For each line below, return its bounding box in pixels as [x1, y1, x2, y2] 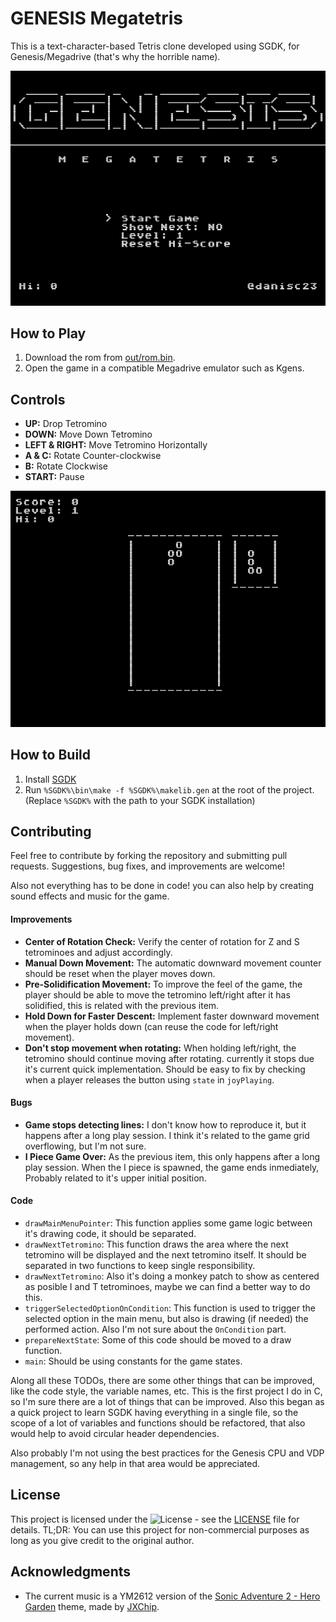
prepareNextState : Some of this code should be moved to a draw [24, 1334, 292, 1346]
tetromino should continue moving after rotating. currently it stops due [24, 1052, 315, 1064]
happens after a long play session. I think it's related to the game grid [24, 1129, 310, 1141]
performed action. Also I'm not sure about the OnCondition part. [24, 1323, 287, 1336]
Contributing [10, 823, 92, 840]
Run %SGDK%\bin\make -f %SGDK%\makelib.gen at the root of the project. [24, 783, 315, 796]
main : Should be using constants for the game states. [24, 1355, 243, 1367]
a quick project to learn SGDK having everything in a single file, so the [10, 1407, 299, 1419]
